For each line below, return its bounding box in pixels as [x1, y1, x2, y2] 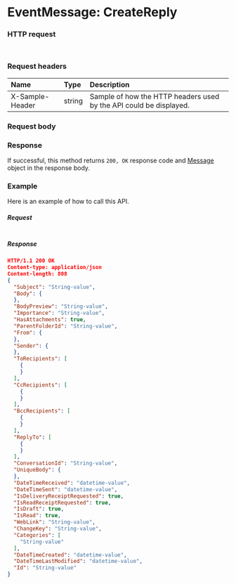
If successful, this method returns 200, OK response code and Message [7, 156, 214, 164]
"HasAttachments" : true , [13, 316, 86, 323]
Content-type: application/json [7, 264, 102, 271]
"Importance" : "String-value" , [13, 310, 105, 317]
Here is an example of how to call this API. [7, 197, 129, 206]
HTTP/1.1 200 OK [7, 257, 55, 264]
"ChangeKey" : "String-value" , [13, 525, 102, 533]
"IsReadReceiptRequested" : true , [13, 499, 112, 506]
